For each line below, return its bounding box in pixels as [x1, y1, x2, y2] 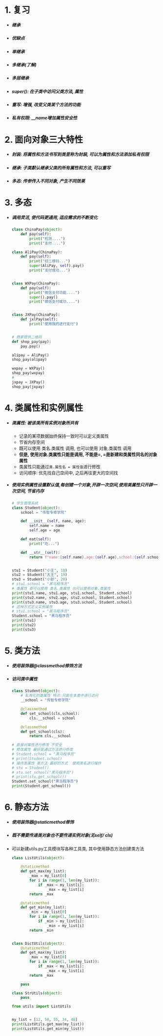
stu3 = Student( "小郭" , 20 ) [11, 577, 68, 582]
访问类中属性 [11, 676, 38, 682]
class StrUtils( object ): [11, 990, 62, 996]
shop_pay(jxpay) [11, 384, 45, 389]
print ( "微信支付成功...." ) [29, 299, 80, 304]
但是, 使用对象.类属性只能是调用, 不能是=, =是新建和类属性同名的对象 [19, 451, 157, 457]
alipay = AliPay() [11, 353, 49, 358]
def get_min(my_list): [20, 905, 67, 910]
